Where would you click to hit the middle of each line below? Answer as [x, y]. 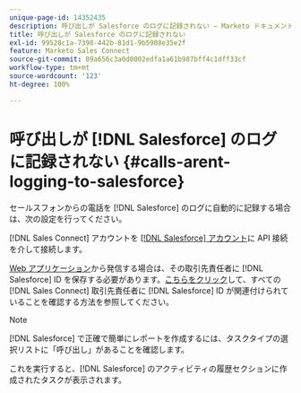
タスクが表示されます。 [83, 380]
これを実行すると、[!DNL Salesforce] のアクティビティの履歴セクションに [144, 368]
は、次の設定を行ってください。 [68, 218]
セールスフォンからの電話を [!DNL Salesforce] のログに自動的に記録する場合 [150, 207]
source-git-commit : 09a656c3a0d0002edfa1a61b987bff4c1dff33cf [128, 59]
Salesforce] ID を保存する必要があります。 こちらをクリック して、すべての [145, 279]
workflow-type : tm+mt [50, 68]
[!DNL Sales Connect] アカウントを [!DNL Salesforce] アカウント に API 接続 [149, 238]
